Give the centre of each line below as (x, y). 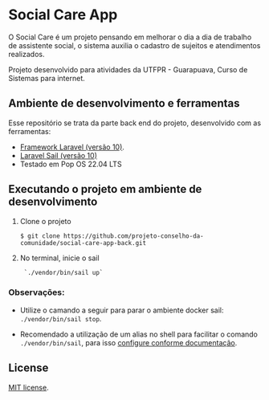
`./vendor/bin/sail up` (63, 272)
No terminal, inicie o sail (59, 258)
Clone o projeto (45, 221)
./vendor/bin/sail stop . (61, 318)
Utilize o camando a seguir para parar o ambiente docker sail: (122, 310)
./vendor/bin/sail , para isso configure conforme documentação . (128, 342)
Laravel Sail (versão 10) (59, 155)
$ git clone (40, 236)
